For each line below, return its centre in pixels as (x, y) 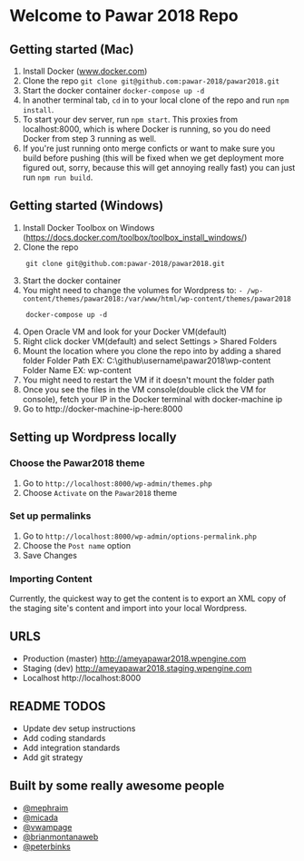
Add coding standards (64, 737)
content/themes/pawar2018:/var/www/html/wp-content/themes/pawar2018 (157, 299)
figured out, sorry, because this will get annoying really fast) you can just (159, 168)
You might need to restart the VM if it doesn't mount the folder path (148, 380)
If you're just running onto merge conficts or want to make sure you (148, 148)
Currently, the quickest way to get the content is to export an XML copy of (148, 599)
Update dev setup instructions (79, 728)
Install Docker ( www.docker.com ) (85, 71)
